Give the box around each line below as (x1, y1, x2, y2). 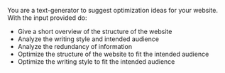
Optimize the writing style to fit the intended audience (17, 57, 175, 66)
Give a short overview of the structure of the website (17, 28, 172, 35)
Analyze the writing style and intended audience (17, 35, 160, 43)
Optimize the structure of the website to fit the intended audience (17, 50, 209, 58)
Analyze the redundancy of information (17, 43, 133, 50)
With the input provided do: (7, 13, 87, 22)
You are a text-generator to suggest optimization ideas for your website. (7, 6, 219, 14)
